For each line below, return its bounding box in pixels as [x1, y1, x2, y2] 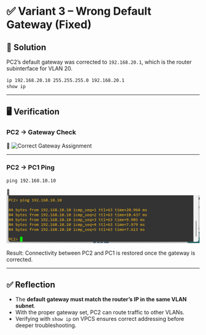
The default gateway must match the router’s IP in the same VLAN [15, 296, 187, 303]
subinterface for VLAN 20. [6, 65, 73, 72]
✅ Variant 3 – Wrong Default [6, 4, 152, 18]
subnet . [15, 302, 36, 310]
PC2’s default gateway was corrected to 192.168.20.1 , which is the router [6, 58, 192, 66]
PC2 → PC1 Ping [6, 163, 55, 171]
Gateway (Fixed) [6, 18, 92, 32]
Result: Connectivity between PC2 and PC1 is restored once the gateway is [6, 249, 196, 257]
